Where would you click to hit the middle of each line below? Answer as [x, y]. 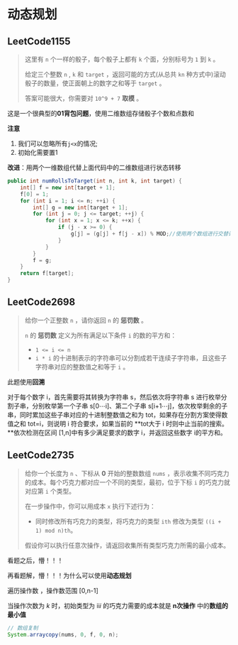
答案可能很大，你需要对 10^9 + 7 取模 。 [84, 98]
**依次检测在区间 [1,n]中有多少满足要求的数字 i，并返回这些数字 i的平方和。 [117, 432]
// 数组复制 [23, 628]
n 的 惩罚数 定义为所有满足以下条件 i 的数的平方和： [101, 335]
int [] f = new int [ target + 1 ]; [68, 188]
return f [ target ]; [47, 273]
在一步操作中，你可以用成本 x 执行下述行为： [90, 506]
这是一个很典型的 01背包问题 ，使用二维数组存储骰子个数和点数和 [101, 113]
